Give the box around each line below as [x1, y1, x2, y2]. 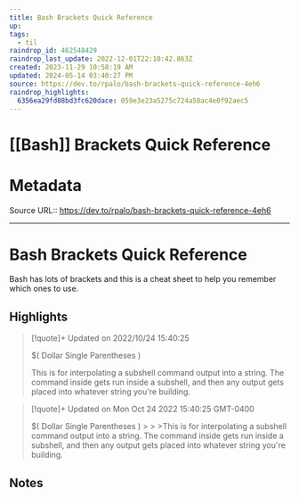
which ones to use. [9, 283, 79, 294]
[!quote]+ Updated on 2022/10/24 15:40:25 [30, 333, 190, 344]
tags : [9, 29, 29, 38]
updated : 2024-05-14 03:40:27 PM [9, 71, 133, 80]
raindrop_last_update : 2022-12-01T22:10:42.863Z [9, 54, 193, 63]
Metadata [9, 175, 82, 195]
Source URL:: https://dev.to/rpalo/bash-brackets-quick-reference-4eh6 [9, 204, 271, 215]
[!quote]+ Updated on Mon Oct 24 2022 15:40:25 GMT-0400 [30, 403, 255, 415]
